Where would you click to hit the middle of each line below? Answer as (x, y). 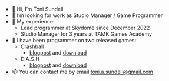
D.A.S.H (30, 59)
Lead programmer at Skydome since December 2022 (85, 28)
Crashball (32, 46)
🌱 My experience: (33, 21)
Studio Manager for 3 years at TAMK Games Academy (86, 34)
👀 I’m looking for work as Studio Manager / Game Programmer (87, 15)
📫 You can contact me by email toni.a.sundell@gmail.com (82, 72)
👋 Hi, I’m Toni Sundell (37, 9)
